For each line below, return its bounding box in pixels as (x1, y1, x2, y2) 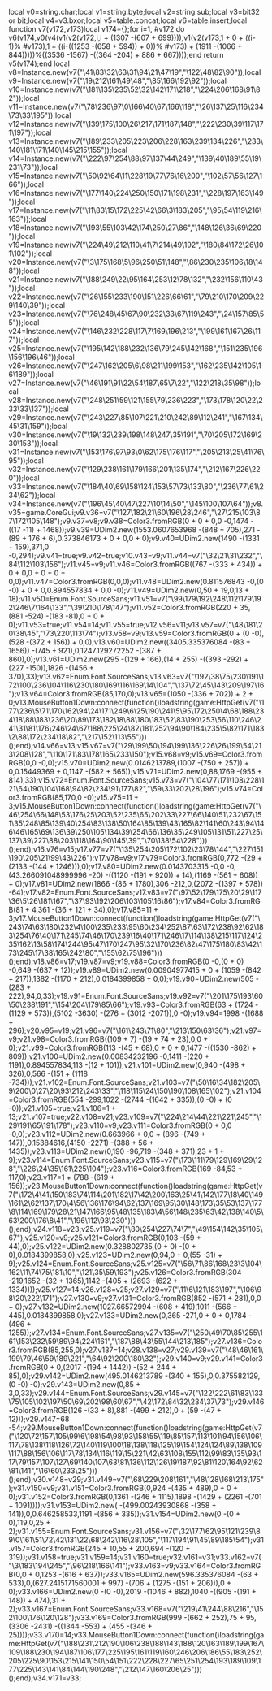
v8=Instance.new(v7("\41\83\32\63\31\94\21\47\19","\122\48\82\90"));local (8, 67, 261, 76)
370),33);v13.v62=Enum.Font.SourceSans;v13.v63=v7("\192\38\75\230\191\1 (8, 672, 264, 681)
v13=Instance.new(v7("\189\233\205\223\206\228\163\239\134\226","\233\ (8, 137, 264, 145)
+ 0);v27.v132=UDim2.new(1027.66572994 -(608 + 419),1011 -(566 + (8, 1302, 238, 1312)
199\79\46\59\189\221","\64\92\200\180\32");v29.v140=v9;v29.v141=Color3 (8, 1354, 263, 1364)
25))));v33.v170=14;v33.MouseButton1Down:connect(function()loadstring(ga (8, 1630, 265, 1640)
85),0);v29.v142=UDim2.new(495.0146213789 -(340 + (8, 1371, 192, 1381)
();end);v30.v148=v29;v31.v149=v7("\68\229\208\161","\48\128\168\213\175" (8, 1475, 264, 1484)
